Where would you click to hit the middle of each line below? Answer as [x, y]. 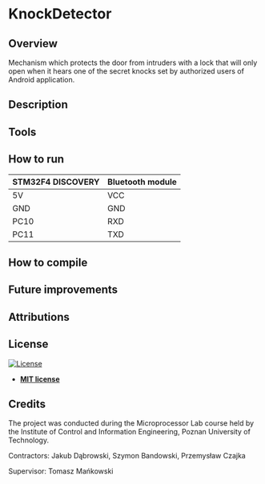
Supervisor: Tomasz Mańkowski [61, 471]
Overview [33, 44]
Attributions [39, 317]
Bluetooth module [143, 182]
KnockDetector [60, 14]
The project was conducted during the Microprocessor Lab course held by [131, 423]
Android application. [42, 80]
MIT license [40, 379]
